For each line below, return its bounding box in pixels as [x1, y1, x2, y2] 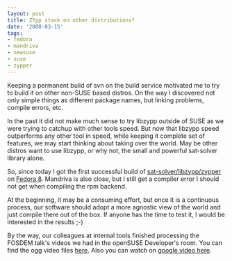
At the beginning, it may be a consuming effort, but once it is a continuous [7, 196, 219, 204]
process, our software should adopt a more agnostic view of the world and [7, 203, 221, 211]
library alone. [7, 154, 45, 162]
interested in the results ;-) [7, 217, 83, 226]
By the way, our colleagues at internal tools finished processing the [7, 231, 200, 239]
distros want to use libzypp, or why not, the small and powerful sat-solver [7, 146, 217, 155]
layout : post [7, 10, 45, 17]
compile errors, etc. [7, 103, 64, 111]
